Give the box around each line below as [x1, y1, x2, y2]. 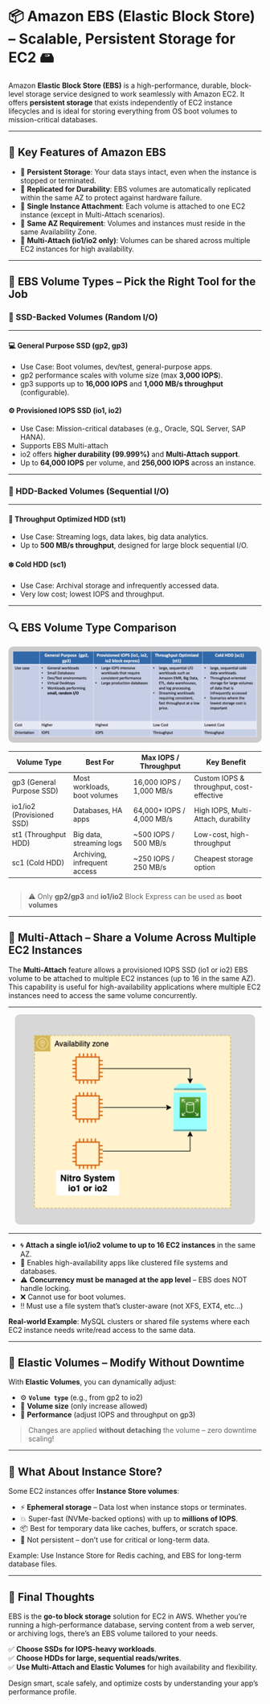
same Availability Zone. [19, 227, 97, 237]
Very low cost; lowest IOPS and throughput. [19, 589, 165, 599]
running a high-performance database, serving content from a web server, [8, 1620, 256, 1630]
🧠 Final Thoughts [8, 1590, 95, 1603]
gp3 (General [11, 778, 56, 787]
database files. [8, 1559, 58, 1569]
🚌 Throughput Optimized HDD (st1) [8, 514, 126, 524]
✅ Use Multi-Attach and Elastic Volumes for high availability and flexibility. [8, 1662, 258, 1672]
